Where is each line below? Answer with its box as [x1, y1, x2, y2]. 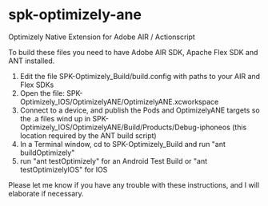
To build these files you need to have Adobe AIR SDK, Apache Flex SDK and [8, 47, 258, 57]
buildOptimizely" [19, 148, 75, 157]
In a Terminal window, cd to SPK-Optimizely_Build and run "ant [19, 139, 226, 149]
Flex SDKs [19, 80, 54, 89]
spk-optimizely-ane [8, 6, 142, 24]
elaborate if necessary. [8, 188, 84, 198]
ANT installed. [8, 56, 55, 65]
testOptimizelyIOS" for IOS [19, 164, 108, 174]
